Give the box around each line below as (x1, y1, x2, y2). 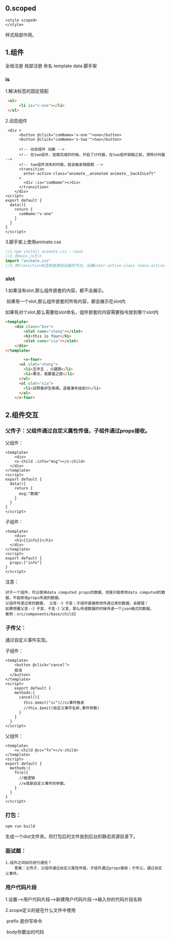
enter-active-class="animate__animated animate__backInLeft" (23, 171, 156, 176)
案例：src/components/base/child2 (5, 612, 76, 617)
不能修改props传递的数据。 (12, 595, 63, 601)
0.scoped (5, 4, 37, 13)
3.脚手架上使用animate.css (5, 239, 62, 245)
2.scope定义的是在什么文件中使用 (5, 907, 76, 913)
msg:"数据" (18, 491, 41, 496)
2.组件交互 (5, 410, 39, 419)
